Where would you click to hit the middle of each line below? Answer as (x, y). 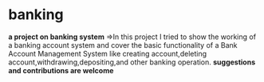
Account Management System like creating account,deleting (108, 53)
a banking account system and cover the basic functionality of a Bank (123, 45)
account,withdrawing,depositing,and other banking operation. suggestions (132, 62)
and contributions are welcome (61, 70)
